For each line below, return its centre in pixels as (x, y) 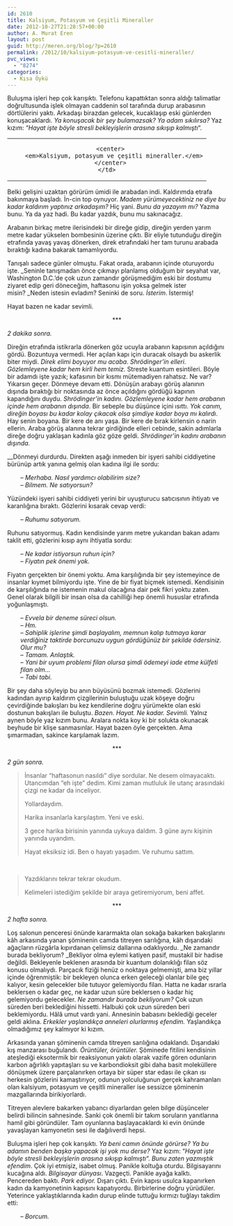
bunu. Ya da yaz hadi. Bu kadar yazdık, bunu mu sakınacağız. (95, 214)
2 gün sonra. (25, 762)
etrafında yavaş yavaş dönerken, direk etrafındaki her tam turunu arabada (113, 243)
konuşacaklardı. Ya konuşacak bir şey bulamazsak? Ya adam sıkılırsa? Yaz (115, 121)
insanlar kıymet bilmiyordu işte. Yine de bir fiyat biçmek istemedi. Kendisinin (116, 582)
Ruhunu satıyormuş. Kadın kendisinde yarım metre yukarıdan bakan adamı (114, 533)
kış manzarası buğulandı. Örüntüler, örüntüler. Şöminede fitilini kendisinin (112, 1050)
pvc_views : (23, 59)
